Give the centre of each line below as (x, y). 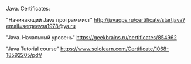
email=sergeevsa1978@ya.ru (41, 26)
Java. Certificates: (28, 9)
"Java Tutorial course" (33, 49)
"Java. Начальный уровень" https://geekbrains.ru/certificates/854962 (91, 37)
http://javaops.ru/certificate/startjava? (139, 20)
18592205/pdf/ (24, 55)
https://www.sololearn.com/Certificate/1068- (115, 49)
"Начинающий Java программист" (49, 20)
